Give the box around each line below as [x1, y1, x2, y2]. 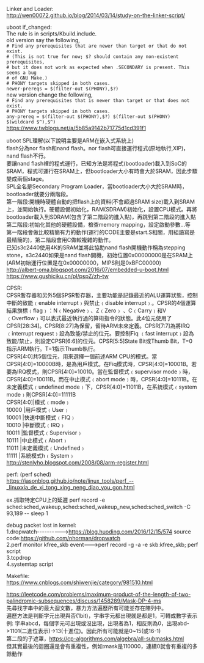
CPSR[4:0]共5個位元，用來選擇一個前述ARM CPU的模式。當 [6, 353, 158, 360]
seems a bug [6, 70, 37, 76]
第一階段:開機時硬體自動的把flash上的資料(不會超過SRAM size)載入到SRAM [6, 198, 195, 205]
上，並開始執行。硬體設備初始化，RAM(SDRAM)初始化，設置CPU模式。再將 [6, 206, 197, 213]
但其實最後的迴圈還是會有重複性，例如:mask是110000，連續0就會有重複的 [6, 643, 192, 650]
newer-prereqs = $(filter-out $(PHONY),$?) [6, 86, 119, 92]
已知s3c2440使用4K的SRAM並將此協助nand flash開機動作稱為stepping [6, 244, 186, 251]
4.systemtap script [6, 560, 54, 568]
